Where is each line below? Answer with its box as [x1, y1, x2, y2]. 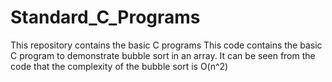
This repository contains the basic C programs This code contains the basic [10, 39, 323, 51]
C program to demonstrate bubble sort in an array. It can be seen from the [10, 49, 316, 61]
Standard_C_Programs [10, 6, 201, 29]
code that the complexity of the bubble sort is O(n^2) [10, 60, 229, 72]
